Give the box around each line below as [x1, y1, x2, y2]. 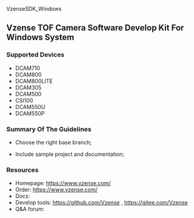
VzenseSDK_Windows [6, 5, 62, 12]
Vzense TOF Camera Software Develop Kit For [6, 23, 184, 33]
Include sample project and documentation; [15, 150, 125, 158]
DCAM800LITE [15, 77, 53, 85]
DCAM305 [15, 83, 41, 91]
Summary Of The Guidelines [6, 125, 92, 133]
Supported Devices [6, 51, 65, 59]
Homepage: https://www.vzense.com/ [15, 180, 111, 187]
